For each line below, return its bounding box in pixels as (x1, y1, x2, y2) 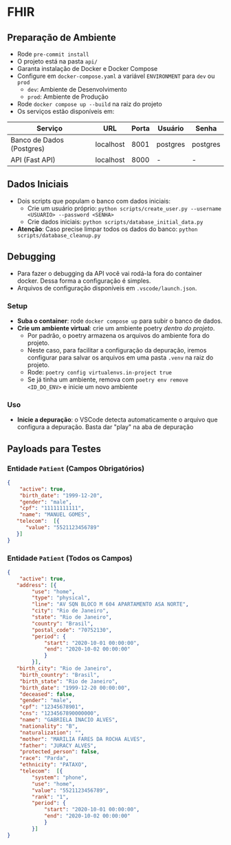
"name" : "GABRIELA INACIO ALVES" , (19, 717, 118, 724)
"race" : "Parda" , (19, 755, 69, 762)
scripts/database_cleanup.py (16, 232, 101, 239)
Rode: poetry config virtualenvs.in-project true (27, 368, 173, 376)
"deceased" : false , (19, 690, 76, 697)
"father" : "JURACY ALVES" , (19, 742, 97, 749)
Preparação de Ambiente (7, 32, 116, 43)
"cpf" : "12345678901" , (19, 704, 85, 710)
